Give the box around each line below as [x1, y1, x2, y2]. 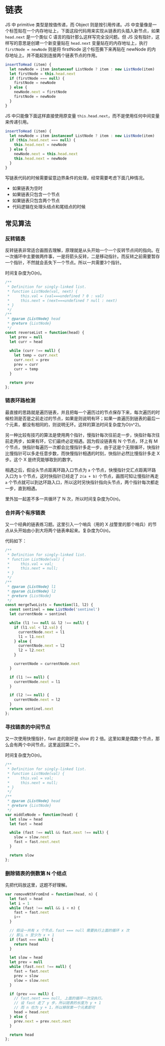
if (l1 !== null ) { [9, 675, 50, 680]
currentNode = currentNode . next [14, 661, 80, 666]
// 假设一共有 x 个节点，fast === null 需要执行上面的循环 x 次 [9, 928, 130, 933]
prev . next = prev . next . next [14, 1018, 71, 1024]
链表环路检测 [5, 397, 36, 404]
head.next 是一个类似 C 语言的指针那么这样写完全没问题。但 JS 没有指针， [5, 34, 156, 40]
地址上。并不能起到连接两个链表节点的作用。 [9, 52, 100, 58]
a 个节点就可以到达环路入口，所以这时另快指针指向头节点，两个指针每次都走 [5, 479, 160, 485]
